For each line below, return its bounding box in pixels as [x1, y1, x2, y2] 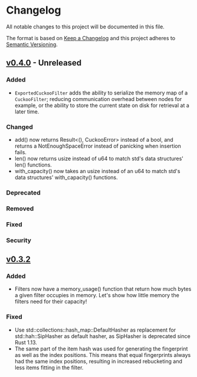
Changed [6, 122, 34, 131]
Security [6, 236, 31, 244]
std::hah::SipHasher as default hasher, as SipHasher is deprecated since [14, 332, 191, 340]
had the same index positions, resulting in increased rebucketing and [14, 357, 183, 365]
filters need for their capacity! [14, 298, 87, 305]
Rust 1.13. [14, 339, 37, 346]
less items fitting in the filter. [14, 364, 84, 371]
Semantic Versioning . [6, 41, 58, 48]
